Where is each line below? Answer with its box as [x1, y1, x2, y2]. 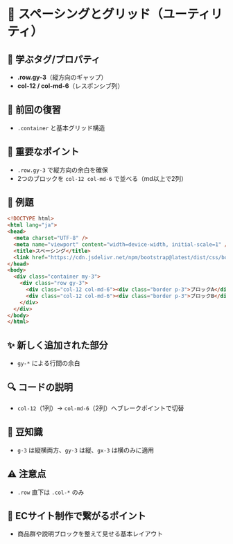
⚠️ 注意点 [7, 468, 46, 480]
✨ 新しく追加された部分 [7, 339, 109, 351]
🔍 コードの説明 [7, 381, 74, 393]
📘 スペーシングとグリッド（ [7, 6, 163, 22]
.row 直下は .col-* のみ [17, 488, 85, 496]
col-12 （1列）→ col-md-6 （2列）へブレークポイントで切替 [17, 403, 184, 412]
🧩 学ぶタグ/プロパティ [7, 53, 101, 65]
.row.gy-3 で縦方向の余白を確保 [17, 166, 109, 174]
